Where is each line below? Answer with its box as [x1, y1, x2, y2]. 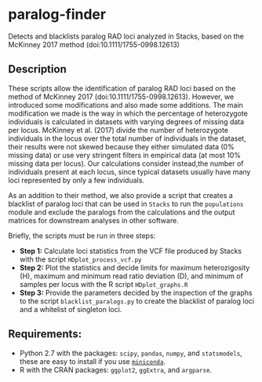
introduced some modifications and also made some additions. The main [8, 100, 243, 109]
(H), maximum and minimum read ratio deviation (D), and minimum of [19, 271, 243, 281]
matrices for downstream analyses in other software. [8, 215, 179, 225]
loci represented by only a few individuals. [8, 175, 145, 185]
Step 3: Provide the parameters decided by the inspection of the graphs [19, 288, 253, 297]
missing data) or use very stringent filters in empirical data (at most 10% [8, 150, 242, 160]
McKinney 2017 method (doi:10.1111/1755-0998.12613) [8, 39, 180, 49]
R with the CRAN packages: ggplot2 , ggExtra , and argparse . [19, 365, 213, 374]
